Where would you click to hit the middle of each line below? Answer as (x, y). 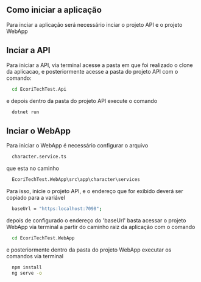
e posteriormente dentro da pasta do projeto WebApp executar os (89, 250)
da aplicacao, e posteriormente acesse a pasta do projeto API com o (92, 71)
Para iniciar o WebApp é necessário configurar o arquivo (77, 146)
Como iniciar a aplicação (54, 10)
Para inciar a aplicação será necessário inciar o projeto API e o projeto (94, 24)
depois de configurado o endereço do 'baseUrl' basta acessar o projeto (96, 220)
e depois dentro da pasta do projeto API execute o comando (82, 100)
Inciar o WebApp (39, 131)
